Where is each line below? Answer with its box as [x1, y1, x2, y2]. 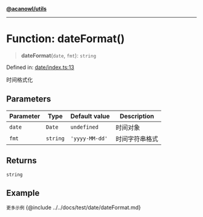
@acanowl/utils [6, 5, 47, 12]
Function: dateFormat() [6, 32, 125, 46]
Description [120, 112, 154, 120]
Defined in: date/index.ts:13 [6, 63, 74, 71]
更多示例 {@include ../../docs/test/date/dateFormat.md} [6, 204, 141, 211]
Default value [70, 112, 110, 120]
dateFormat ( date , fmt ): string [21, 51, 97, 59]
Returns [6, 155, 37, 166]
